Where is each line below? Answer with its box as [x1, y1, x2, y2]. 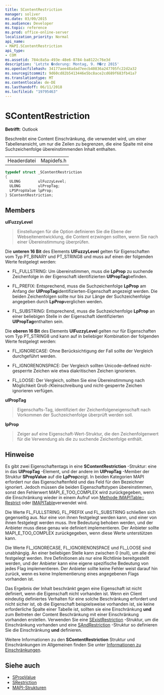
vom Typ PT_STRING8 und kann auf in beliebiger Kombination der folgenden [5, 334, 159, 339]
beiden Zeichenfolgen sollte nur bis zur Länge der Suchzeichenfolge [12, 293, 151, 299]
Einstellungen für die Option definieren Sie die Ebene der [17, 229, 132, 235]
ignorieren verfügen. [12, 388, 54, 394]
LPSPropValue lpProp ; [9, 188, 54, 193]
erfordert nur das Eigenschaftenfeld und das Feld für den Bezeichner [5, 479, 144, 485]
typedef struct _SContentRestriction [5, 170, 82, 175]
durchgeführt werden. [12, 353, 57, 359]
